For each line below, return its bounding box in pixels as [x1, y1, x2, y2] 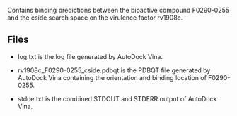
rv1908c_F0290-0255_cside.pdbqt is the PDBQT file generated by [17, 66, 211, 75]
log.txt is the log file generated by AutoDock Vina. [17, 52, 163, 60]
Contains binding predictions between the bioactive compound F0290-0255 [7, 6, 230, 14]
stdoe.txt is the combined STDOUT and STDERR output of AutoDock [17, 94, 217, 103]
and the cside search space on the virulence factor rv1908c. [7, 13, 183, 22]
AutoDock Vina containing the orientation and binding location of [17, 73, 207, 82]
